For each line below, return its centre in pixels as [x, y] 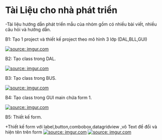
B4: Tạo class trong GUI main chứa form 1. [48, 97]
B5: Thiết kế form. [24, 117]
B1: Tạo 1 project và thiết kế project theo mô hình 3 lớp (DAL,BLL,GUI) [76, 39]
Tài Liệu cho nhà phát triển [61, 10]
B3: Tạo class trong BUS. [31, 78]
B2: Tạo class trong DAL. [30, 58]
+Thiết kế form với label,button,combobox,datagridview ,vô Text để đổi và [81, 126]
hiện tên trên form [24, 132]
